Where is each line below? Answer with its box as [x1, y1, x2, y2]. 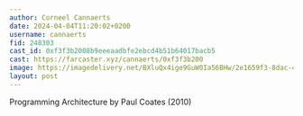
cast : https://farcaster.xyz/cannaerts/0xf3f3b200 [9, 55, 204, 64]
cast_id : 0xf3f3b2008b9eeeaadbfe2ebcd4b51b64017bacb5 [9, 47, 216, 56]
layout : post [9, 72, 59, 81]
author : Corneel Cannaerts [9, 13, 111, 22]
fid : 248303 [9, 38, 54, 48]
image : [9, 64, 34, 73]
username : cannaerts [9, 30, 87, 39]
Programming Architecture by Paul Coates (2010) [9, 96, 192, 107]
